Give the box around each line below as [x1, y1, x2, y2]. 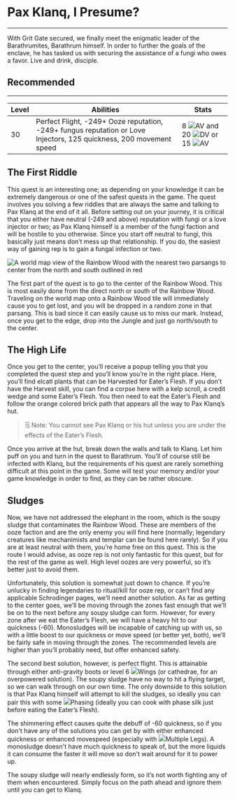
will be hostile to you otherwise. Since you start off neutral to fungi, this [7, 229, 213, 238]
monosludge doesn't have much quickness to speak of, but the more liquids [7, 742, 226, 751]
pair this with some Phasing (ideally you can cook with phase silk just [7, 698, 214, 707]
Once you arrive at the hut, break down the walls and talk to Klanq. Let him [7, 445, 222, 453]
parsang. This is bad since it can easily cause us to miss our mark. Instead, [7, 309, 224, 317]
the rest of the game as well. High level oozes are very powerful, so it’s [7, 558, 211, 567]
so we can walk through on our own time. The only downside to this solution [7, 683, 227, 691]
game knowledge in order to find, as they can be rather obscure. [7, 474, 194, 483]
